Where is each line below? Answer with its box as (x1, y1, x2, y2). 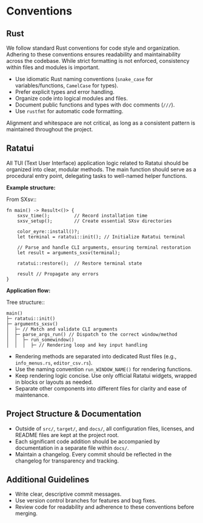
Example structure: (6, 183, 56, 191)
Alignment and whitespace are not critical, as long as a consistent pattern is (6, 119, 196, 127)
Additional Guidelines (6, 475, 90, 485)
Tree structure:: (6, 298, 45, 306)
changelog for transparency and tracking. (15, 457, 119, 464)
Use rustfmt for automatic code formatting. (15, 108, 124, 114)
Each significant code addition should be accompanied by (15, 438, 161, 445)
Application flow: (6, 286, 51, 294)
